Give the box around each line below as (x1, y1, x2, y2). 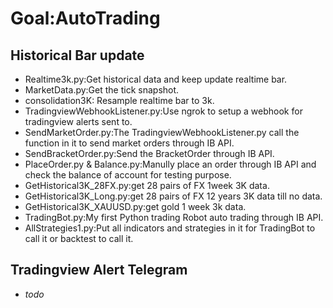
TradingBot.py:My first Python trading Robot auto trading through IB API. (24, 212, 324, 223)
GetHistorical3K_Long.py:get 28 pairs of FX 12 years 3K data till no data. (24, 190, 323, 202)
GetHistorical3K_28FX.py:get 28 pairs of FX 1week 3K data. (24, 180, 270, 191)
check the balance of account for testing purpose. (24, 169, 232, 181)
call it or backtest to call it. (24, 233, 134, 244)
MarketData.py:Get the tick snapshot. (24, 84, 180, 96)
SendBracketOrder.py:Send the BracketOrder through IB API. (24, 148, 275, 159)
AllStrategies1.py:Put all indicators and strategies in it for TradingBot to (24, 222, 316, 234)
